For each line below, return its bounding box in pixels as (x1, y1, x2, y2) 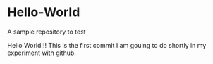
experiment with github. (7, 49, 76, 57)
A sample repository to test (7, 27, 86, 36)
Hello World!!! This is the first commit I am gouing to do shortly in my (7, 41, 207, 49)
